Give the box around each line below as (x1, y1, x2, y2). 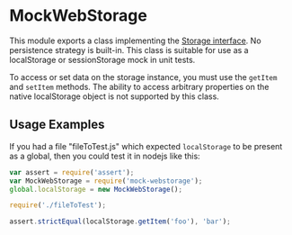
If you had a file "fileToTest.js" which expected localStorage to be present (9, 140, 283, 151)
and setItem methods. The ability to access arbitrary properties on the (9, 81, 270, 92)
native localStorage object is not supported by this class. (9, 91, 220, 102)
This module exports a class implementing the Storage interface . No (9, 35, 262, 46)
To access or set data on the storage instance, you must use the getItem (9, 71, 278, 82)
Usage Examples (9, 117, 105, 132)
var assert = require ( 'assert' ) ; (9, 167, 135, 176)
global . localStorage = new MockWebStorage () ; (9, 185, 182, 194)
